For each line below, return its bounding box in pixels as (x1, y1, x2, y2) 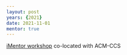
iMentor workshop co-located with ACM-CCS (6, 42, 121, 50)
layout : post (6, 8, 40, 15)
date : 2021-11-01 (6, 20, 51, 26)
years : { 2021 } (6, 15, 43, 21)
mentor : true (6, 25, 40, 32)
